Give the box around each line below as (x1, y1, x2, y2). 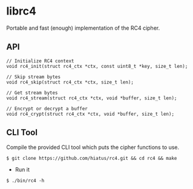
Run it (15, 165, 30, 173)
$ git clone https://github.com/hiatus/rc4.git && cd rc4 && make (6, 155, 177, 161)
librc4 (6, 4, 36, 18)
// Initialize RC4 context (6, 58, 74, 64)
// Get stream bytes (6, 90, 59, 96)
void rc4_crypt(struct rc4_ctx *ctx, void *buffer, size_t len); (6, 111, 174, 117)
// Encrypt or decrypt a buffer (6, 105, 88, 111)
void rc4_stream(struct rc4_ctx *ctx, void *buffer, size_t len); (6, 95, 177, 101)
